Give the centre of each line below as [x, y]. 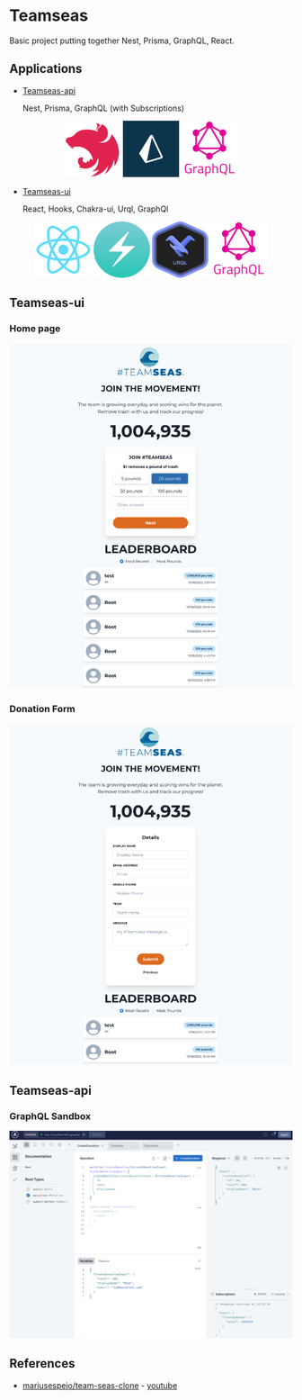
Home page [35, 329]
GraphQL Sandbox [50, 1115]
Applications [46, 69]
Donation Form [42, 709]
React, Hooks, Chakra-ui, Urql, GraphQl [95, 209]
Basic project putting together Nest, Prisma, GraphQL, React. [122, 41]
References [42, 1364]
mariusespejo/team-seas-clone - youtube [100, 1385]
